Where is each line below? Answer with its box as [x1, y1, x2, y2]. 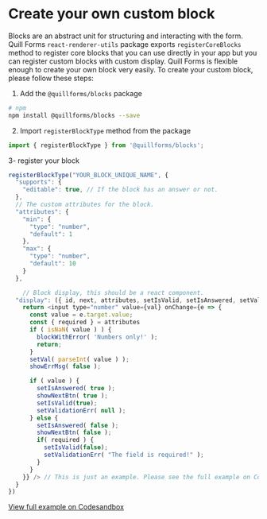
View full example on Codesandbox [8, 502, 125, 512]
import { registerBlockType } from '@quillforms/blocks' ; [8, 141, 204, 149]
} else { [29, 414, 59, 422]
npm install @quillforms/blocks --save [8, 111, 141, 119]
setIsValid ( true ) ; [37, 399, 98, 407]
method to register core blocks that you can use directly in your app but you [8, 48, 257, 57]
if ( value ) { [29, 377, 80, 385]
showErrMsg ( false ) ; [29, 362, 102, 370]
